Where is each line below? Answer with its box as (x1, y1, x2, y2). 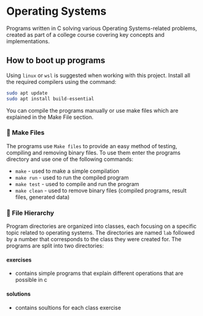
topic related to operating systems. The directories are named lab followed (6, 229, 195, 236)
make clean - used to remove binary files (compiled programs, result (15, 187, 186, 194)
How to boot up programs (6, 55, 106, 66)
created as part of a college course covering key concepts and (6, 31, 165, 38)
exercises (6, 256, 32, 263)
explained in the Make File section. (6, 113, 94, 121)
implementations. (6, 37, 50, 45)
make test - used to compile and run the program (15, 180, 139, 187)
